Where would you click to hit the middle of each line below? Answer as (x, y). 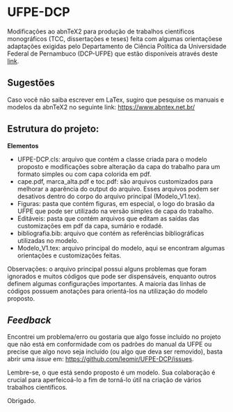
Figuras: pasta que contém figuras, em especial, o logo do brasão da (116, 203)
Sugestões (31, 83)
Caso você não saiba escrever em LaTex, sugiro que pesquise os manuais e (116, 100)
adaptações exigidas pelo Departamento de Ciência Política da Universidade (117, 46)
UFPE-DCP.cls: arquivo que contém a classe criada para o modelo (112, 159)
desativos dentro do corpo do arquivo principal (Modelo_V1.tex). (109, 196)
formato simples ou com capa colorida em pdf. (84, 174)
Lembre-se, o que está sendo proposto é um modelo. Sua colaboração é (111, 372)
